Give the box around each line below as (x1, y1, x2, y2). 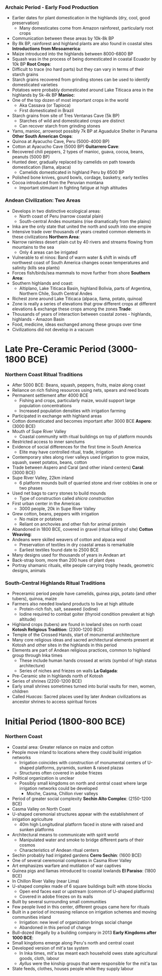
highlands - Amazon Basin (12, 316, 65, 322)
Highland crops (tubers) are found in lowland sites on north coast (12, 622, 142, 627)
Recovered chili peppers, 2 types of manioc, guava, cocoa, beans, (12, 149, 144, 155)
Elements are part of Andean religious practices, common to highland (12, 647, 151, 653)
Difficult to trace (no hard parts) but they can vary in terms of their (12, 66, 144, 72)
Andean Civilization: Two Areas (5, 197, 81, 204)
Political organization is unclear (12, 775, 74, 781)
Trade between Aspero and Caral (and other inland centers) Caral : (12, 464, 145, 470)
